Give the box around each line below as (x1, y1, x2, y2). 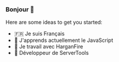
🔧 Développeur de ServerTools (14, 50, 89, 57)
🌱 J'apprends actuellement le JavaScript (14, 37, 114, 44)
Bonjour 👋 (5, 5, 34, 14)
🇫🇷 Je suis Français (14, 30, 65, 37)
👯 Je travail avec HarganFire (14, 43, 83, 50)
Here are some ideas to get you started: (5, 19, 103, 26)
